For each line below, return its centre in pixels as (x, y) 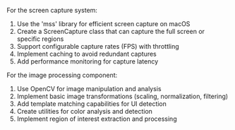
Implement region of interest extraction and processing (97, 119)
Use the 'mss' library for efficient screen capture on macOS (103, 24)
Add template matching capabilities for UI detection (92, 104)
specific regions (40, 39)
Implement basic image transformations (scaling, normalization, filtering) (122, 96)
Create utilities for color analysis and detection (85, 111)
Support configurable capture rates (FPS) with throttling (98, 46)
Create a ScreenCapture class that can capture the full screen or (111, 31)
